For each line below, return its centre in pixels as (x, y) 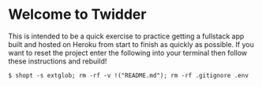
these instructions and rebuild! (58, 61)
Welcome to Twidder (77, 14)
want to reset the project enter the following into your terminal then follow (128, 53)
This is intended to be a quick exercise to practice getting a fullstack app (126, 36)
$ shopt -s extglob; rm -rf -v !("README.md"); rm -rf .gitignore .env (128, 75)
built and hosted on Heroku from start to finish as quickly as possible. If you (131, 44)
